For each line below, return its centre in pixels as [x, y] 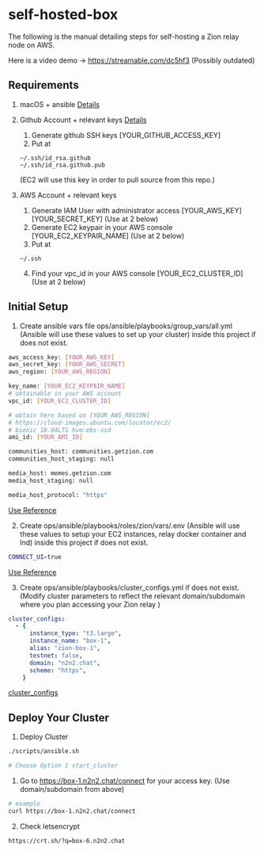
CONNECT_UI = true [35, 557]
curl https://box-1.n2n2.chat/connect [72, 811]
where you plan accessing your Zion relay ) [90, 604]
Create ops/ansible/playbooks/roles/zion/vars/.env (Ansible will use [130, 526]
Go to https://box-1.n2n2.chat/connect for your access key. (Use [125, 781]
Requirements [43, 85]
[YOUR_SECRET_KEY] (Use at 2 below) [95, 219]
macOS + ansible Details [60, 104]
